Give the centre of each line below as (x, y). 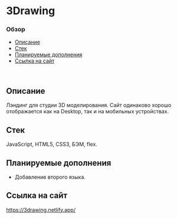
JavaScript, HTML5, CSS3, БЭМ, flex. (52, 144)
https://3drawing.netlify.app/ (41, 210)
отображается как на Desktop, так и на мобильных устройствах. (88, 112)
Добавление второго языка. (50, 177)
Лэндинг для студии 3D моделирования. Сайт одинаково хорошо (89, 105)
